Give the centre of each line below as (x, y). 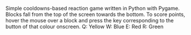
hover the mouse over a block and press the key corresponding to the (90, 20)
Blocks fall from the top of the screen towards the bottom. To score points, (95, 14)
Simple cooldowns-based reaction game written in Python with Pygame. (93, 8)
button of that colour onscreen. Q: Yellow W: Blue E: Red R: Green (85, 26)
